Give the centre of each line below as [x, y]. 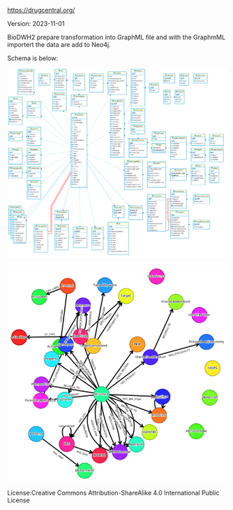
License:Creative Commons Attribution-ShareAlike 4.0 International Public [113, 493]
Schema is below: [32, 58]
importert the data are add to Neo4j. [59, 44]
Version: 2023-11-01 [36, 23]
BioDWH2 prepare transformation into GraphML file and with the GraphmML [116, 37]
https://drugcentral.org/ [41, 10]
